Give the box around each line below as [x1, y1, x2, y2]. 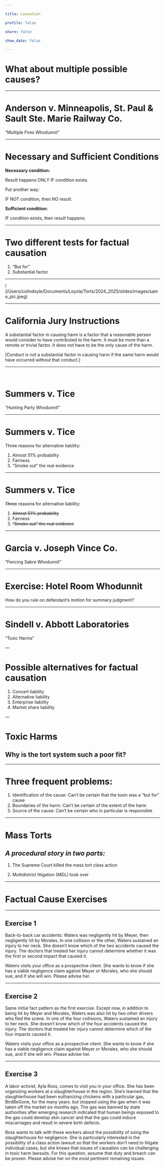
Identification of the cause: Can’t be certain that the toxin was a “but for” [12, 792, 160, 798]
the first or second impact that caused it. [5, 953, 87, 959]
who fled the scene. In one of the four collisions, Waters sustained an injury [5, 1015, 158, 1021]
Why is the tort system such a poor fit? [5, 751, 126, 759]
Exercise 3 [5, 1070, 38, 1078]
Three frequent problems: [5, 776, 113, 787]
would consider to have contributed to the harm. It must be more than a [5, 337, 150, 342]
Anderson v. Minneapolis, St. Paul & [5, 103, 154, 114]
